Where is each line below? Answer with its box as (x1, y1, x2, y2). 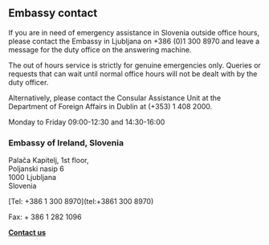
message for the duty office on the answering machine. (8, 44, 192, 55)
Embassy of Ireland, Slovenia (8, 137, 124, 148)
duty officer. (8, 77, 49, 87)
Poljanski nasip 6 (8, 164, 64, 174)
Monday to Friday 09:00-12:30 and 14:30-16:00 (8, 116, 165, 127)
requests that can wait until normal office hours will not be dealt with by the (8, 68, 258, 79)
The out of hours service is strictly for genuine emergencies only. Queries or (8, 60, 261, 70)
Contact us (8, 228, 47, 238)
